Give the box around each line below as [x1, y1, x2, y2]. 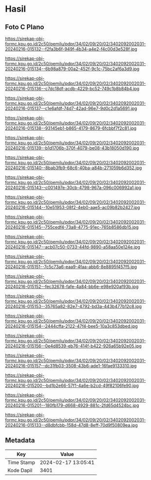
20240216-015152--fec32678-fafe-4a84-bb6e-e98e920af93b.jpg [5, 284, 139, 289]
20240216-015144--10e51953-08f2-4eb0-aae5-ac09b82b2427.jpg [5, 205, 140, 210]
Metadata [5, 436, 35, 444]
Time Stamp [7, 459, 36, 466]
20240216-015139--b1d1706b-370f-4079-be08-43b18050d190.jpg [5, 145, 139, 151]
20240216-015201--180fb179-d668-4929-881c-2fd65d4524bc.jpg [5, 403, 139, 408]
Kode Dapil [7, 467, 33, 474]
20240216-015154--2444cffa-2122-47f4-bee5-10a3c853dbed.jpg [5, 323, 138, 329]
